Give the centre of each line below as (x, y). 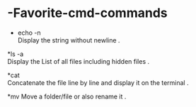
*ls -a (16, 54)
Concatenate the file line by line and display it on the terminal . (98, 82)
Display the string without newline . (69, 40)
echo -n (29, 33)
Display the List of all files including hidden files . (79, 61)
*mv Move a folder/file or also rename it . (67, 96)
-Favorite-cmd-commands (87, 13)
